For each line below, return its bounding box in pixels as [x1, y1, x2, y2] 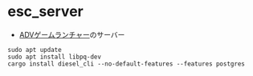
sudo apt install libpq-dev [7, 53, 102, 61]
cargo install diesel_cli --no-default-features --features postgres [7, 59, 246, 68]
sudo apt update [7, 46, 62, 54]
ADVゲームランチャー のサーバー [18, 30, 125, 39]
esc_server [7, 2, 84, 21]
